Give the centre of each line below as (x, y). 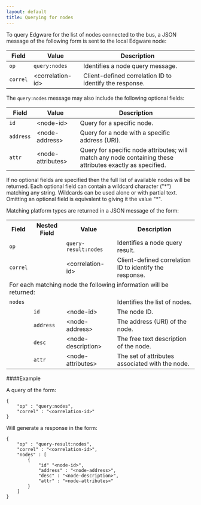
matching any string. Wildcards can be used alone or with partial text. (92, 192)
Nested (47, 225)
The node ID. (135, 312)
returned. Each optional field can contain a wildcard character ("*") (89, 186)
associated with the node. (153, 363)
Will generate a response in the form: (52, 428)
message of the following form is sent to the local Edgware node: (86, 41)
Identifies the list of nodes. (154, 302)
